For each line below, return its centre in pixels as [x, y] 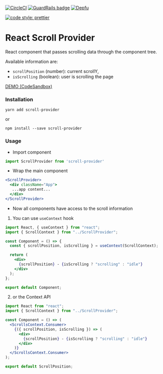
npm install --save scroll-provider [44, 128]
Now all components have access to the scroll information [73, 208]
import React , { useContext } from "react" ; [53, 227]
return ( [19, 255]
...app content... [31, 190]
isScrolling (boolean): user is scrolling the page [63, 77]
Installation [19, 99]
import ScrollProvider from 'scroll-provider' [55, 161]
